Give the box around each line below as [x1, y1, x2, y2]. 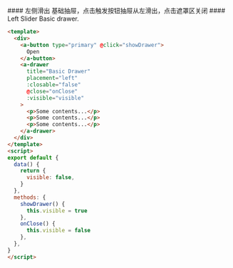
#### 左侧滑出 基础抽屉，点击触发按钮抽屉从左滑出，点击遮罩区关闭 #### [7, 6, 226, 15]
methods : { [14, 194, 46, 201]
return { [20, 167, 46, 175]
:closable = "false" [26, 81, 81, 88]
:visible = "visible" [26, 94, 84, 101]
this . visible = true [26, 207, 88, 215]
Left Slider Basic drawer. [7, 14, 80, 23]
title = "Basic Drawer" [26, 68, 91, 76]
